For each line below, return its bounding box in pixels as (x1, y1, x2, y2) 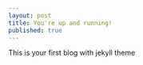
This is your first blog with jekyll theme (8, 48, 136, 58)
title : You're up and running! (8, 19, 113, 27)
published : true (8, 26, 62, 34)
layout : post (8, 11, 52, 20)
